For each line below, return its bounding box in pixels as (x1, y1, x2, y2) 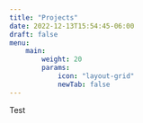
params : (41, 64, 70, 73)
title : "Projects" (9, 13, 78, 22)
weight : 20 (41, 55, 83, 64)
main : (25, 47, 47, 56)
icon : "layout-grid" (57, 72, 135, 81)
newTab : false (57, 80, 111, 89)
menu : (9, 38, 30, 48)
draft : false (9, 30, 58, 39)
